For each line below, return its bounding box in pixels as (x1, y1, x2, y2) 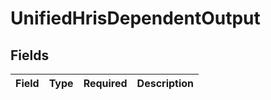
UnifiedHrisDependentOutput (10, 7, 261, 30)
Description (136, 77, 195, 90)
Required (83, 77, 128, 90)
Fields (10, 47, 50, 64)
